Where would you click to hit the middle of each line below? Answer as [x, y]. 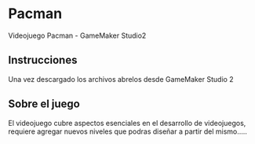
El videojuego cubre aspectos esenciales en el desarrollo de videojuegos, [127, 123]
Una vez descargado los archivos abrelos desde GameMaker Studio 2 [121, 79]
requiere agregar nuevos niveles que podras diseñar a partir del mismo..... [127, 131]
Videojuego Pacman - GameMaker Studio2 [77, 35]
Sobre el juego [44, 104]
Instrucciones [43, 60]
